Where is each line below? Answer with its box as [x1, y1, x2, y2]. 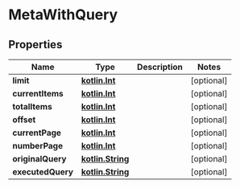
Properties [8, 38, 63, 51]
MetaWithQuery [8, 6, 118, 24]
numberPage [12, 141, 63, 151]
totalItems [12, 101, 52, 112]
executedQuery [12, 166, 74, 178]
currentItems [12, 88, 64, 99]
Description [136, 62, 184, 72]
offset [12, 114, 36, 125]
